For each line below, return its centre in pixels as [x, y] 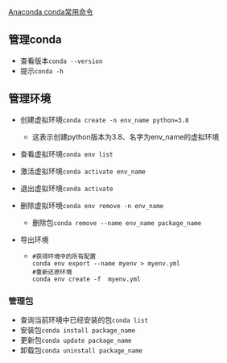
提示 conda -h [42, 70]
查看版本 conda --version [61, 60]
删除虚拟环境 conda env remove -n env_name [92, 205]
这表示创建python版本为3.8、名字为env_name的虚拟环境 [126, 136]
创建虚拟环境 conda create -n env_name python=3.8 [104, 119]
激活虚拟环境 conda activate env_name [83, 171]
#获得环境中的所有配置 [64, 257]
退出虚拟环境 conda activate [67, 188]
